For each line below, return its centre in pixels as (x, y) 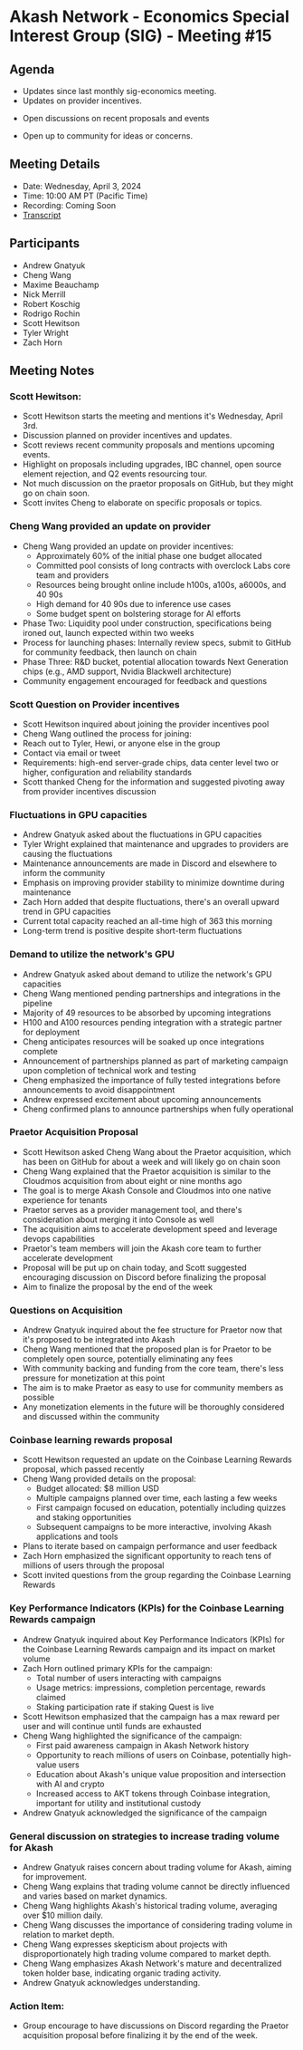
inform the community (64, 873)
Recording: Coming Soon (69, 205)
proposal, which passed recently (83, 1469)
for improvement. (55, 1876)
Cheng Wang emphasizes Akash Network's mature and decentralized (152, 1963)
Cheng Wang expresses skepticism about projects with (125, 1944)
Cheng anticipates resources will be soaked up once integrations (143, 1041)
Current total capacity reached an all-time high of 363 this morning (147, 921)
